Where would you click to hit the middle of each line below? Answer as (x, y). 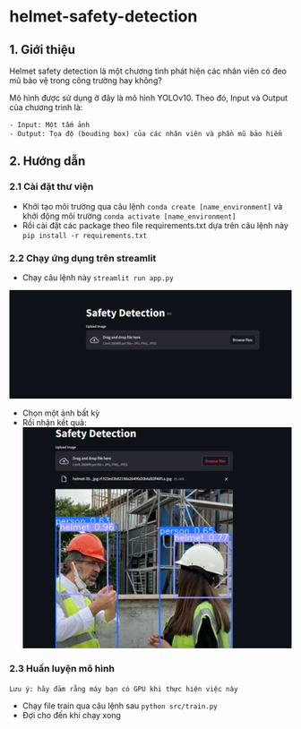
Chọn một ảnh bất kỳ (61, 413)
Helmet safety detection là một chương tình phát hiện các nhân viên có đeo (148, 71)
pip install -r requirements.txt (85, 236)
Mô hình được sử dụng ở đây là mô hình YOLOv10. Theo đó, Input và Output (149, 98)
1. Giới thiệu (43, 50)
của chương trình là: (46, 107)
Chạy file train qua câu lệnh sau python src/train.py (120, 706)
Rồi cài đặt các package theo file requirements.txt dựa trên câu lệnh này (155, 225)
